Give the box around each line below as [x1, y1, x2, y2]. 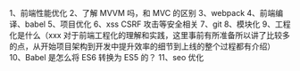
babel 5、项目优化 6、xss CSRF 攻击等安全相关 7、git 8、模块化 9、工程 [24, 19, 291, 29]
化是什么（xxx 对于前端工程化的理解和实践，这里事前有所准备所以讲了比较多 [9, 30, 290, 40]
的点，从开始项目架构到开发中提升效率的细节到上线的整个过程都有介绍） [9, 41, 275, 51]
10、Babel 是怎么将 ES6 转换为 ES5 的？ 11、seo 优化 [9, 52, 204, 62]
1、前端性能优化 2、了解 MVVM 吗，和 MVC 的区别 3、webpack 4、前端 [9, 8, 276, 18]
